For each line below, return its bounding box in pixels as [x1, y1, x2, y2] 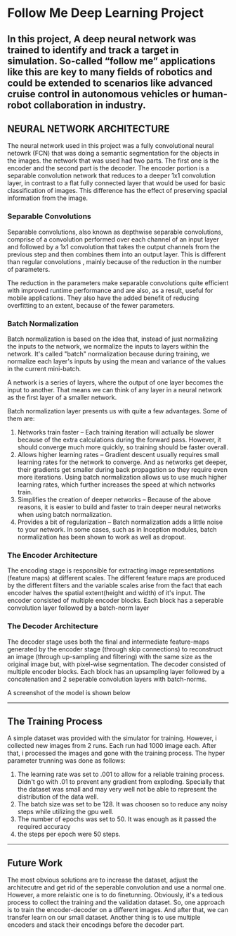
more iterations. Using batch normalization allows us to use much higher [17, 473, 227, 481]
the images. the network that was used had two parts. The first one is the [7, 156, 220, 165]
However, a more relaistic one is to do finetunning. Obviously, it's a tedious [7, 891, 223, 899]
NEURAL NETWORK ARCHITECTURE [7, 123, 170, 135]
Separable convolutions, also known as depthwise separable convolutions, [7, 227, 223, 236]
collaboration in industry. [33, 99, 146, 111]
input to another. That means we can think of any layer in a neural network [7, 385, 223, 394]
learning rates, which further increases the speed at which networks [17, 480, 216, 489]
